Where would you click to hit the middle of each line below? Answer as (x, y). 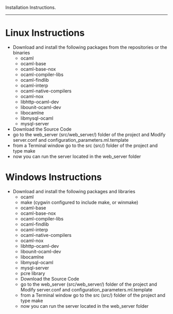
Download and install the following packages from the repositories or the (90, 47)
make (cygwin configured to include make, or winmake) (79, 202)
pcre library (33, 273)
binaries (21, 52)
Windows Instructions (54, 177)
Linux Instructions (45, 33)
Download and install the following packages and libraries (74, 191)
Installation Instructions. (31, 7)
